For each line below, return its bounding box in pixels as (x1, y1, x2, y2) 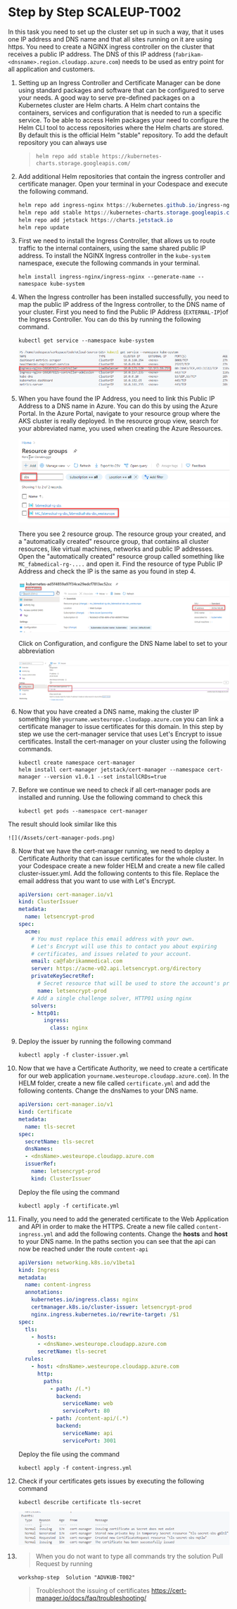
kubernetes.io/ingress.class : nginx (31, 1296, 139, 1304)
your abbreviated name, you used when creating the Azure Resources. (18, 424, 223, 433)
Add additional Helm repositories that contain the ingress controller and (18, 172, 226, 180)
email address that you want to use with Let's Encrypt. (18, 877, 176, 885)
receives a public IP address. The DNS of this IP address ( (8, 50, 176, 58)
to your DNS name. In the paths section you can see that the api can (18, 1237, 217, 1245)
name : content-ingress (25, 1281, 91, 1288)
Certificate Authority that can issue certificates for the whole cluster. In (18, 854, 224, 863)
